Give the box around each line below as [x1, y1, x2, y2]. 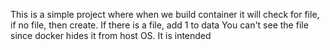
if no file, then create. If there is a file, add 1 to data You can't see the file [10, 19, 309, 31]
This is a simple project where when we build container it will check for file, [10, 9, 320, 20]
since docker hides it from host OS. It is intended [10, 30, 212, 41]
